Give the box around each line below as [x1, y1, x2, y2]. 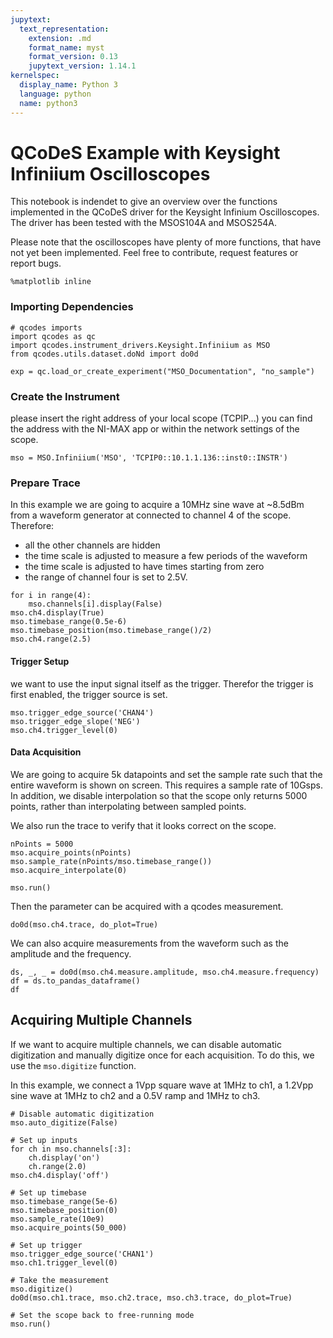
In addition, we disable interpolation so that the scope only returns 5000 [10, 789, 308, 801]
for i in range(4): [10, 591, 92, 601]
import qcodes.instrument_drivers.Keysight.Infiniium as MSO [10, 340, 271, 350]
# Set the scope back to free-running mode [10, 1310, 195, 1320]
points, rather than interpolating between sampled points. [10, 800, 247, 812]
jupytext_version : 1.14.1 [28, 61, 137, 71]
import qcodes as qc [10, 331, 97, 341]
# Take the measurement [10, 1275, 110, 1285]
